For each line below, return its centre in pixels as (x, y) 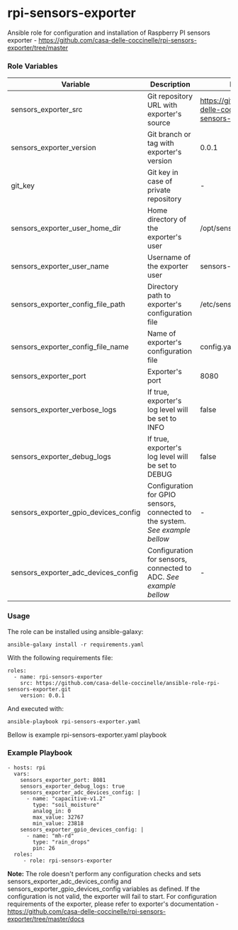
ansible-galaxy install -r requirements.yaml (75, 645)
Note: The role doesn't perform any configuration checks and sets (104, 873)
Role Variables (33, 66)
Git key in (163, 173)
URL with (163, 106)
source (159, 123)
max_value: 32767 (58, 817)
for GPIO (162, 495)
